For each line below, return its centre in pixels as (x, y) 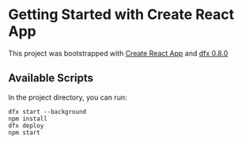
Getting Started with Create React (121, 15)
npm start (25, 132)
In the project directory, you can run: (68, 97)
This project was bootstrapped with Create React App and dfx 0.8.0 (118, 53)
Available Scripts (51, 78)
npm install (28, 119)
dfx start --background (47, 112)
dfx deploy (26, 125)
